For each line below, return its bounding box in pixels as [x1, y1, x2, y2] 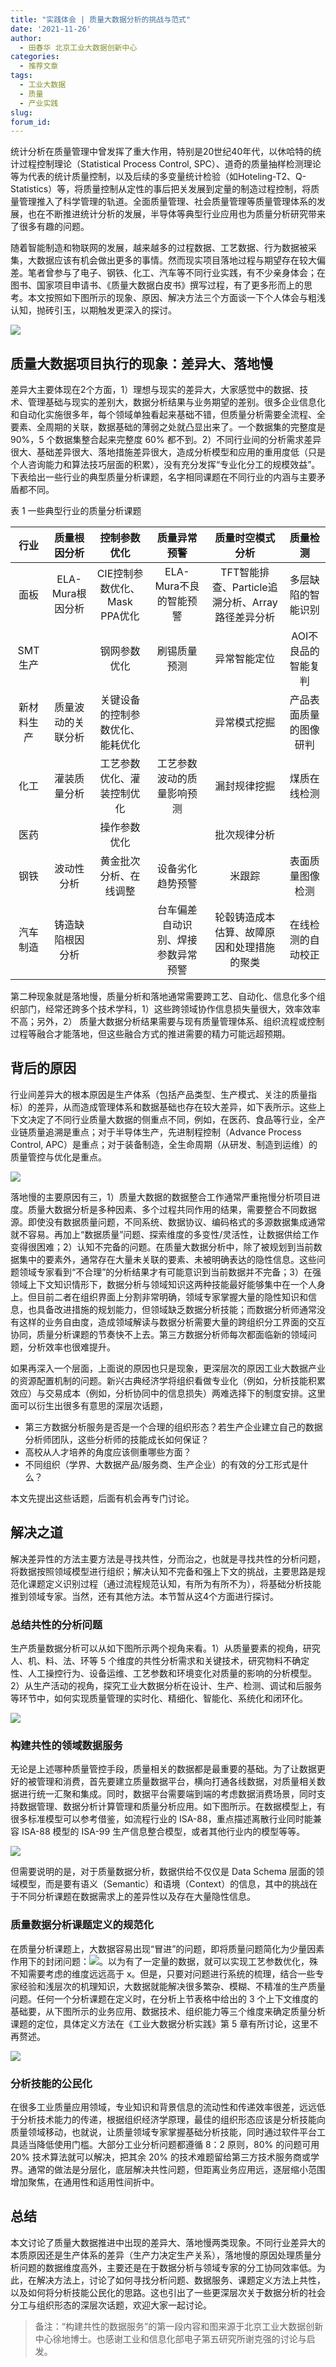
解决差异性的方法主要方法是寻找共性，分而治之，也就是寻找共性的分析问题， [10, 1552, 326, 1565]
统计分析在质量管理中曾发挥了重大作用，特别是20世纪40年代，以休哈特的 [10, 146, 313, 158]
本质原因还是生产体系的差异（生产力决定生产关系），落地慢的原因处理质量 [10, 2249, 313, 2261]
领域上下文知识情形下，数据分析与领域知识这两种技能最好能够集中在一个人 [10, 1278, 317, 1290]
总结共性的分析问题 [10, 1617, 103, 1631]
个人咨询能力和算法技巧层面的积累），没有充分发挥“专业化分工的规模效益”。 [10, 459, 321, 471]
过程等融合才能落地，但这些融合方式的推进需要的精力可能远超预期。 [10, 1028, 291, 1040]
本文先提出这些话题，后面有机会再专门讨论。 [10, 1492, 195, 1504]
